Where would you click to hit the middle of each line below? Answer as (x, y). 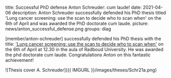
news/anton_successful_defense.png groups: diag (58, 29)
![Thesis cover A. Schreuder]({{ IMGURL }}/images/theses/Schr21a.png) (81, 70)
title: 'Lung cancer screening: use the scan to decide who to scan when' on (84, 44)
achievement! (20, 60)
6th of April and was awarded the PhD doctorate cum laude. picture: (77, 23)
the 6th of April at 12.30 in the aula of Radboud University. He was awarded (84, 49)
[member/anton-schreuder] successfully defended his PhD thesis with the (83, 38)
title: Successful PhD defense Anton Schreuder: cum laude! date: (74, 7)
